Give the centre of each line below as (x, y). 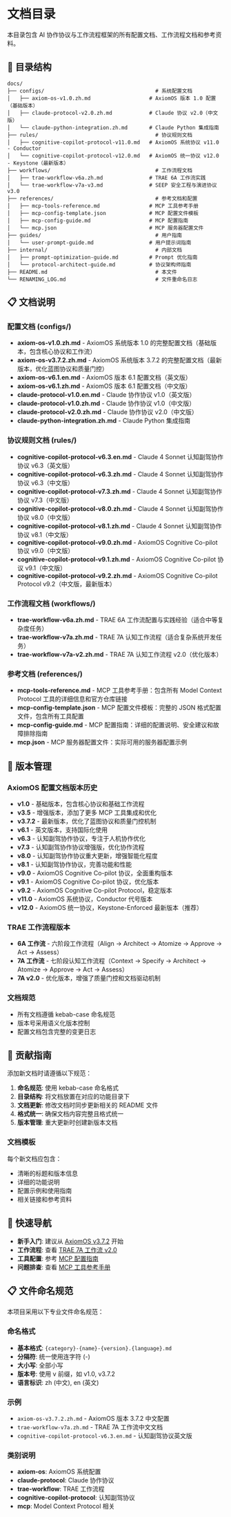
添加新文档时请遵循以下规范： (49, 1073)
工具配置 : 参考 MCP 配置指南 (58, 1258)
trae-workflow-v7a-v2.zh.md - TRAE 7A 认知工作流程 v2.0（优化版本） (120, 655)
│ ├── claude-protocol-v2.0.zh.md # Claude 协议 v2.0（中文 (113, 113)
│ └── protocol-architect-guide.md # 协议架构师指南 (99, 264)
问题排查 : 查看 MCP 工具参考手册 (64, 1267)
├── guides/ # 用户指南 (95, 235)
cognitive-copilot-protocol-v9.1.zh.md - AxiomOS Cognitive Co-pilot (117, 559)
